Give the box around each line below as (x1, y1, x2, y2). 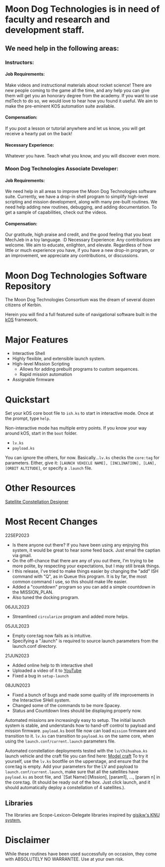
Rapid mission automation (19, 371, 72, 377)
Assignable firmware (12, 377, 55, 383)
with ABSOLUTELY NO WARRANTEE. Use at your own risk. (5, 856, 125, 862)
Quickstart (5, 394, 50, 405)
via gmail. (12, 552, 32, 558)
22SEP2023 (5, 532, 30, 539)
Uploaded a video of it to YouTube (12, 668, 82, 673)
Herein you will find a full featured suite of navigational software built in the (5, 312, 158, 317)
